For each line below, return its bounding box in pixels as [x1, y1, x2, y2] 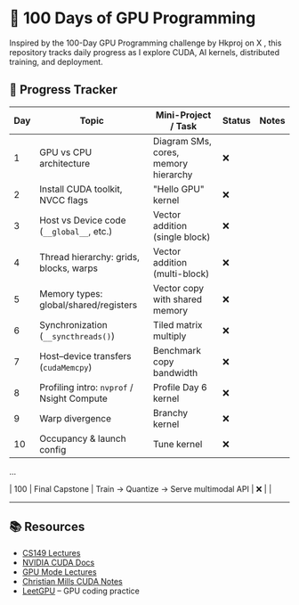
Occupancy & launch [39, 432, 126, 445]
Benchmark [152, 344, 202, 356]
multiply [152, 330, 187, 342]
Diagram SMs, [152, 135, 212, 147]
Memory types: [39, 287, 103, 299]
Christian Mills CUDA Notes [21, 576, 123, 586]
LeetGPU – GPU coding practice [21, 585, 141, 596]
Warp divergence [39, 412, 112, 424]
